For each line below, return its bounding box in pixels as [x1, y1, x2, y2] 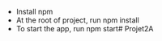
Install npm [15, 7, 53, 16]
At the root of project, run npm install [15, 15, 139, 25]
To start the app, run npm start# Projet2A [15, 24, 154, 33]
